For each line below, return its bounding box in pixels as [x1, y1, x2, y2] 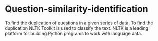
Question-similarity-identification [5, 3, 148, 15]
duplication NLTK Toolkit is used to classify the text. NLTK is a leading [5, 25, 149, 31]
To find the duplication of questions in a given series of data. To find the [5, 20, 153, 26]
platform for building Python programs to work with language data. [5, 30, 142, 36]
